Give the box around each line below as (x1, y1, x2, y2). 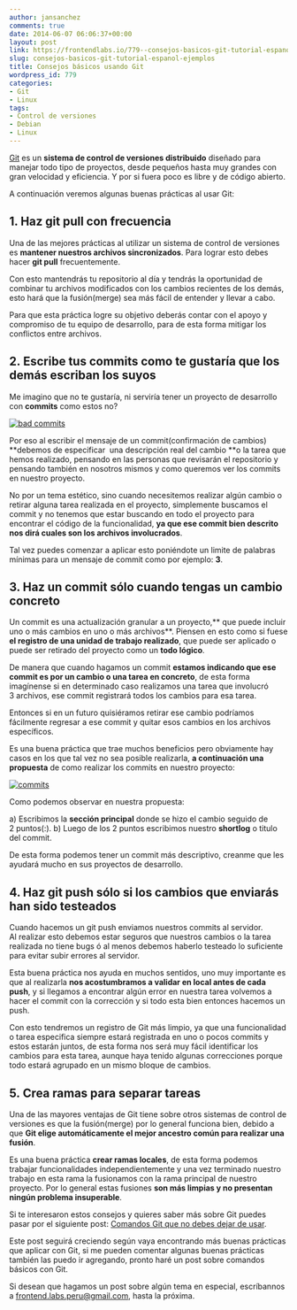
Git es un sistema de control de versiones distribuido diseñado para (9, 152, 261, 163)
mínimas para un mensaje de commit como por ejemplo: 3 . (9, 554, 224, 565)
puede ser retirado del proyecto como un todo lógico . (9, 645, 205, 656)
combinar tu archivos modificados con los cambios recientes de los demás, (9, 282, 285, 293)
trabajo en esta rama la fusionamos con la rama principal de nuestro (9, 1173, 258, 1183)
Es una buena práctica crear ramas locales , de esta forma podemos (9, 1154, 258, 1165)
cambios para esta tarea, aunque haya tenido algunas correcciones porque (9, 1051, 283, 1061)
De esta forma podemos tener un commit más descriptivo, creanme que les (9, 850, 285, 860)
